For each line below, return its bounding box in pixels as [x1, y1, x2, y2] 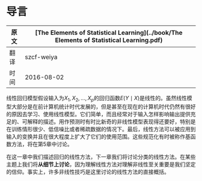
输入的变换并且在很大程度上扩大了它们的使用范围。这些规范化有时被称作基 [6, 132, 191, 140]
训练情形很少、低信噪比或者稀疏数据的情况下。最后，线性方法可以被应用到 [11, 125, 196, 132]
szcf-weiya [25, 53, 58, 61]
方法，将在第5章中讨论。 [11, 140, 73, 147]
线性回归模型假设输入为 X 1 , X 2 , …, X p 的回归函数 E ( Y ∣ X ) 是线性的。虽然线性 [6, 94, 188, 103]
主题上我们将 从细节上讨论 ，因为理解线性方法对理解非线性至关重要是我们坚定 [6, 161, 196, 168]
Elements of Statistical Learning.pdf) [55, 36, 163, 44]
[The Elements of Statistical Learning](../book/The [35, 28, 183, 37]
